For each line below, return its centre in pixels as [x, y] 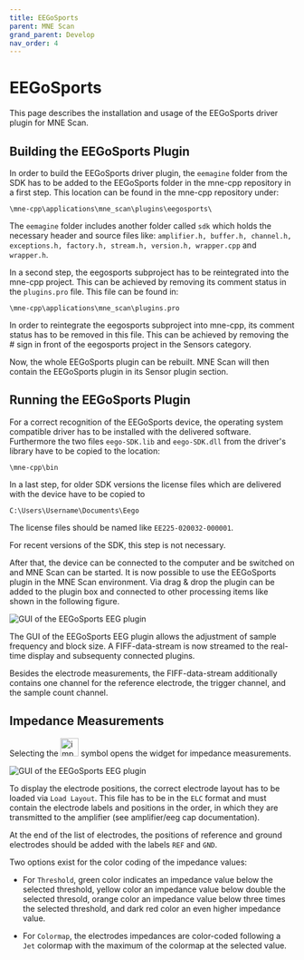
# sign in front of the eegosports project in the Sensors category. [130, 344]
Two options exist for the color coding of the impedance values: [128, 862]
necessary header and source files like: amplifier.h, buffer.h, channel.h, [151, 235]
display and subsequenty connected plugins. [111, 655]
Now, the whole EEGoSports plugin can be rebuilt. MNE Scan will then [139, 362]
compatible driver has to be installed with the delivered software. [130, 431]
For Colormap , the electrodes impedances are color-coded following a [152, 936]
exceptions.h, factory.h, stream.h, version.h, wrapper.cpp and [133, 245]
